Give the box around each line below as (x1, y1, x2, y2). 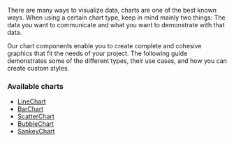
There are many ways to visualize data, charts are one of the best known (7, 6, 217, 14)
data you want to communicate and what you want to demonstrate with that (7, 21, 225, 29)
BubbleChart (17, 120, 54, 128)
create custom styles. (7, 64, 70, 72)
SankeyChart (17, 127, 55, 136)
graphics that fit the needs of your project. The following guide (7, 49, 188, 57)
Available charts (7, 81, 64, 91)
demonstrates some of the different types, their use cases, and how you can (7, 57, 227, 65)
